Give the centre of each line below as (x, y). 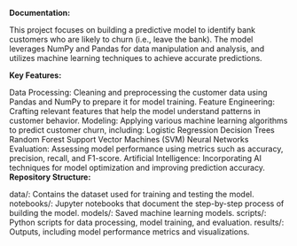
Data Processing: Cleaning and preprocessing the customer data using (138, 92)
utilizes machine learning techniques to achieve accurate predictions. (136, 58)
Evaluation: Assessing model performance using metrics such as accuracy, (146, 149)
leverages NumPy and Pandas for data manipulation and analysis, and (137, 49)
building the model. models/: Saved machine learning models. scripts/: (138, 213)
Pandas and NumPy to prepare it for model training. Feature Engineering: (142, 102)
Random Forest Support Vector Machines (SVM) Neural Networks (129, 139)
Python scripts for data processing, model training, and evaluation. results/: (147, 222)
